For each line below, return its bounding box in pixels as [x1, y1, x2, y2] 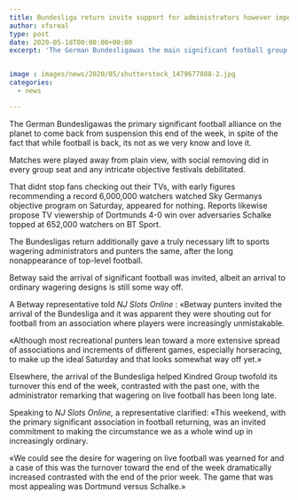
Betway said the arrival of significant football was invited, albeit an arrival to [9, 272, 286, 282]
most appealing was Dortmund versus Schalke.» [9, 480, 186, 491]
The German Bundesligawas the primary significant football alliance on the [9, 118, 282, 129]
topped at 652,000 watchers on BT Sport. [9, 218, 161, 229]
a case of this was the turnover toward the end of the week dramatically [9, 462, 272, 472]
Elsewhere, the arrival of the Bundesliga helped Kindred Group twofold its [9, 370, 278, 382]
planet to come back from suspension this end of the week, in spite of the [9, 128, 278, 139]
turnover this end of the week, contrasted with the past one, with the [9, 380, 260, 391]
